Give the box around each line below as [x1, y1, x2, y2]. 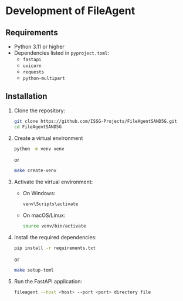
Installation [5, 91, 48, 101]
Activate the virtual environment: [13, 178, 93, 186]
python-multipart [22, 75, 66, 81]
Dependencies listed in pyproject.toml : [13, 49, 110, 56]
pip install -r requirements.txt [13, 245, 96, 251]
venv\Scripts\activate [22, 201, 79, 207]
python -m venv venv [13, 146, 65, 152]
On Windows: [22, 190, 56, 197]
